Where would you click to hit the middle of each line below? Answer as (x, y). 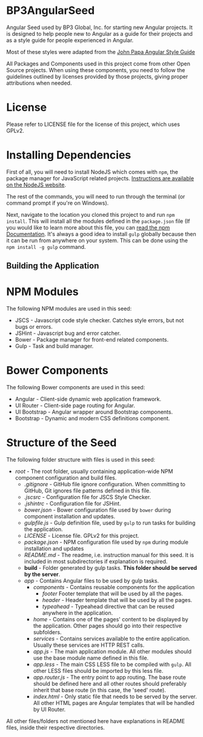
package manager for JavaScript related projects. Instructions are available (100, 178)
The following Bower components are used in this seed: (76, 388)
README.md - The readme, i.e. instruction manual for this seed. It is (109, 555)
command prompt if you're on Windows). (58, 203)
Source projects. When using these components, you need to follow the (96, 70)
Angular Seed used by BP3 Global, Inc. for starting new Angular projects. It (99, 27)
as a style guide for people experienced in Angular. (70, 40)
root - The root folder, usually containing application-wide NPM (94, 471)
